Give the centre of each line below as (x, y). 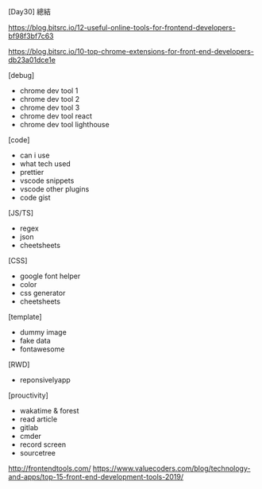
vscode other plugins (54, 189)
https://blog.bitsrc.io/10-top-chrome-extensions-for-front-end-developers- (131, 51)
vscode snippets (47, 180)
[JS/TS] (21, 213)
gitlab (29, 427)
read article (39, 419)
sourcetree (37, 453)
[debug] (21, 75)
